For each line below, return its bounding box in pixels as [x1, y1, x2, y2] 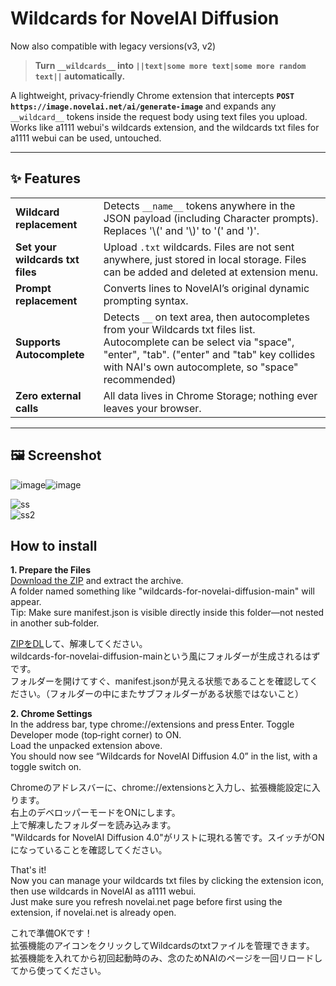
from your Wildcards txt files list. [103, 322, 256, 336]
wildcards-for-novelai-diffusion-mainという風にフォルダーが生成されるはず [10, 650, 321, 662]
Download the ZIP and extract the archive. [10, 575, 184, 587]
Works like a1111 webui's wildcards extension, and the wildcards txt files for [10, 121, 320, 133]
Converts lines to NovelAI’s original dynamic [103, 281, 310, 295]
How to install [10, 537, 98, 554]
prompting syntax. [103, 293, 189, 307]
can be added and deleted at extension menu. [103, 265, 319, 279]
